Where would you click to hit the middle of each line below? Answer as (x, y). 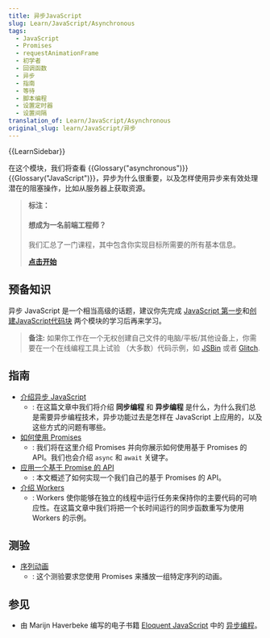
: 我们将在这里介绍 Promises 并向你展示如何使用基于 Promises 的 (139, 447)
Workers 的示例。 (61, 518)
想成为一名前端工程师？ (67, 225)
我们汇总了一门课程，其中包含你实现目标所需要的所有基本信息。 (134, 244)
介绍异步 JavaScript (53, 397)
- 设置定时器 (35, 106)
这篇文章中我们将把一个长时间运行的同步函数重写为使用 (152, 507)
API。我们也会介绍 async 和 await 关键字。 (102, 457)
